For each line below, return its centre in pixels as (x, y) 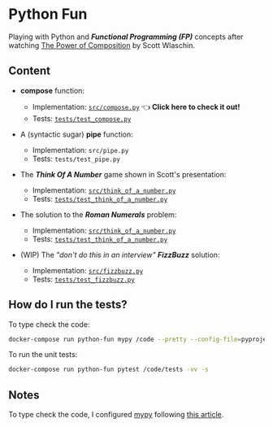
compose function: (52, 90)
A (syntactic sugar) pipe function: (77, 134)
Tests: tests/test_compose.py (82, 118)
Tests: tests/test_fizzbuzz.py (84, 279)
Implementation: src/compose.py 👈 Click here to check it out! (136, 107)
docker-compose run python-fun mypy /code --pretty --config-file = (125, 339)
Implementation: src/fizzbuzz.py (88, 270)
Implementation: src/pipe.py (80, 150)
